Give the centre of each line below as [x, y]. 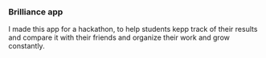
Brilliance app [36, 12]
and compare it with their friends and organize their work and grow [119, 37]
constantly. [27, 46]
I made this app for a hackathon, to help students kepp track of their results [133, 29]
